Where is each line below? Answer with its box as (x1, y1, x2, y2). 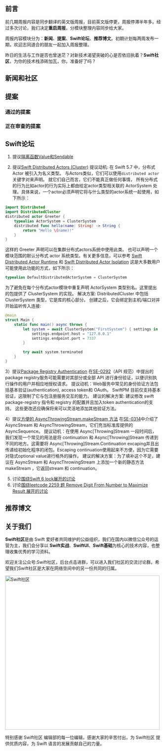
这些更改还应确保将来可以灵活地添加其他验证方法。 (14, 405, 119, 411)
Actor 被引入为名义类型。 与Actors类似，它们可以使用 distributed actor (12, 170, 160, 176)
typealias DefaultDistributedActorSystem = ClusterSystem (5, 275, 127, 280)
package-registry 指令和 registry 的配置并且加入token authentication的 (5, 399, 149, 405)
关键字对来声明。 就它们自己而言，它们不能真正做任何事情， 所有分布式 (12, 177, 158, 183)
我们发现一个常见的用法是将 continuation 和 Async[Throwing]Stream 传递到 (5, 434, 159, 440)
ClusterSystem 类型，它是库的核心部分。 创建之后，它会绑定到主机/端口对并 (5, 297, 161, 303)
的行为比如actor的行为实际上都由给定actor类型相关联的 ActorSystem (12, 183, 152, 189)
